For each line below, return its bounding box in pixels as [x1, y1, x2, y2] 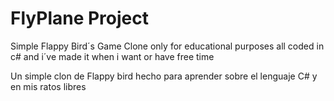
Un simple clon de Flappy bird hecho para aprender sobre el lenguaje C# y [10, 70, 318, 82]
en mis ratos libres [10, 80, 87, 92]
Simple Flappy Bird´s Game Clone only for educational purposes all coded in [10, 40, 325, 52]
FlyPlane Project [10, 7, 149, 30]
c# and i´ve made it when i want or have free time [10, 50, 215, 62]
